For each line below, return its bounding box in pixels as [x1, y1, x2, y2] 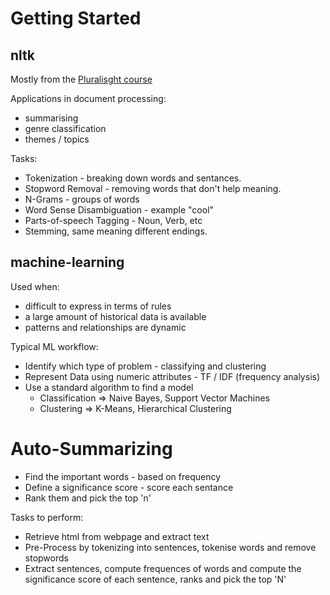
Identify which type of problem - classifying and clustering [24, 360, 267, 372]
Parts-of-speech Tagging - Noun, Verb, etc [24, 215, 203, 226]
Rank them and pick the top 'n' [24, 492, 152, 504]
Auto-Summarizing [10, 438, 173, 460]
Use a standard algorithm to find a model [24, 381, 194, 393]
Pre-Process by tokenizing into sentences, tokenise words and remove [24, 541, 317, 553]
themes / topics [24, 133, 90, 145]
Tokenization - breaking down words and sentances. [24, 172, 242, 184]
